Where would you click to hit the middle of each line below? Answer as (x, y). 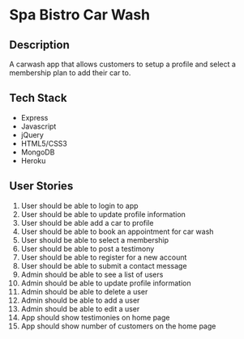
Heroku (33, 160)
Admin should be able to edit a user (80, 308)
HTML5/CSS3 (44, 143)
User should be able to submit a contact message (104, 265)
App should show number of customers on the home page (118, 326)
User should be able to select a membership (95, 239)
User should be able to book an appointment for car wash (117, 231)
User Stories (41, 186)
